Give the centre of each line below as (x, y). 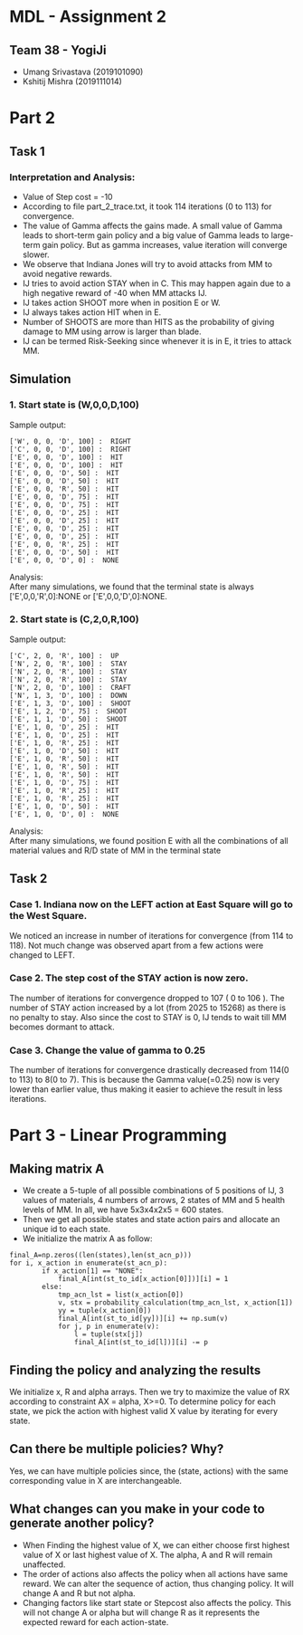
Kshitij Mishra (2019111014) (72, 81)
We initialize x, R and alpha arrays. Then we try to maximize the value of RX (150, 1391)
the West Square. (48, 916)
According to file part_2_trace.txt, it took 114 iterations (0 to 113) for (147, 206)
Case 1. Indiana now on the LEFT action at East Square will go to (151, 904)
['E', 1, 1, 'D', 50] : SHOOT (68, 719)
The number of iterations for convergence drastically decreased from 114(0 (149, 1070)
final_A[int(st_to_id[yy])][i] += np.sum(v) (143, 1319)
